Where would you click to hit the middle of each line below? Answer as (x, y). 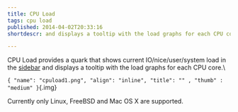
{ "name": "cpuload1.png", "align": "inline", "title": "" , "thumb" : (115, 81)
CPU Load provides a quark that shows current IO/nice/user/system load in (117, 60)
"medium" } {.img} (32, 88)
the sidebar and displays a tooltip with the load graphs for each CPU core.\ (116, 67)
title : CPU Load (31, 14)
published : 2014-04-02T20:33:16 (55, 27)
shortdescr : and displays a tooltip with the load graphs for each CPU (115, 34)
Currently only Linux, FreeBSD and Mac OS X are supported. (96, 101)
